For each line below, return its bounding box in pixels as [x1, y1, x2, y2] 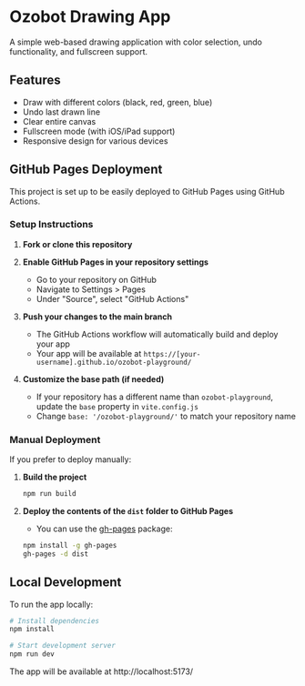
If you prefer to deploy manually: [9, 454, 132, 465]
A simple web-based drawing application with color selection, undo [9, 36, 262, 47]
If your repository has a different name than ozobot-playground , [36, 391, 273, 402]
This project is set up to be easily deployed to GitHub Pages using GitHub [9, 186, 285, 197]
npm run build [22, 489, 76, 499]
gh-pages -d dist [22, 549, 89, 559]
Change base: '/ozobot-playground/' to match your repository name [36, 410, 296, 421]
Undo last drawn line [22, 106, 101, 117]
